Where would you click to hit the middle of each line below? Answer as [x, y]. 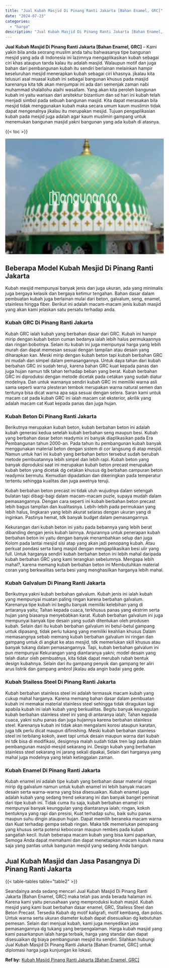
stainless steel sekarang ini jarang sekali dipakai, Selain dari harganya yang [83, 752]
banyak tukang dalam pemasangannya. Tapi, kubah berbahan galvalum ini [82, 648]
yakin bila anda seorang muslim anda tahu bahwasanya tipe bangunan [78, 52]
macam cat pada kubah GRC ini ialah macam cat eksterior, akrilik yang [78, 398]
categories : [18, 21]
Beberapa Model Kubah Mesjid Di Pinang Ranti [79, 268]
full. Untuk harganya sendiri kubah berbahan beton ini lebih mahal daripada [83, 554]
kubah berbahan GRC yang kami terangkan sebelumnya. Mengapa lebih [80, 559]
